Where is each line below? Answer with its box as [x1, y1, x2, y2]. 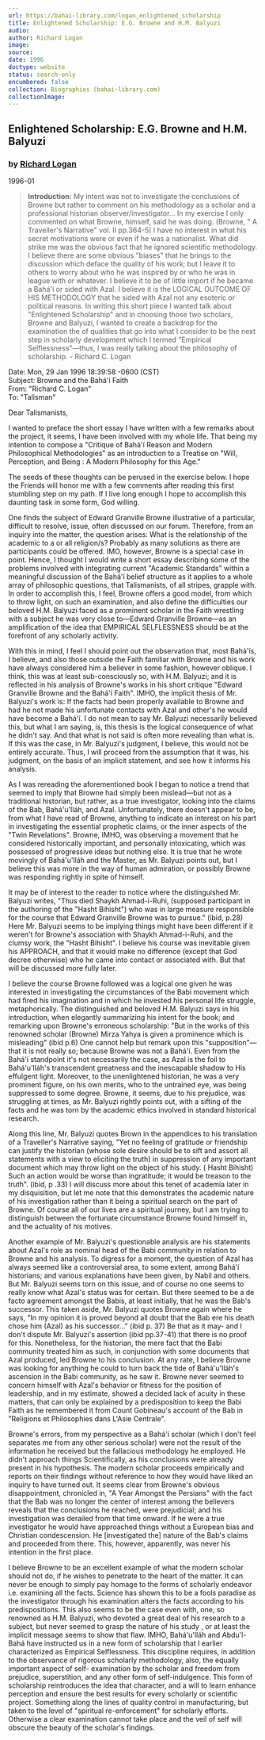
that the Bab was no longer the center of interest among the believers [8, 1497, 235, 1506]
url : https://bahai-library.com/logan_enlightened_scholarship [8, 11, 221, 20]
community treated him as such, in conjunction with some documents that [8, 1346, 249, 1356]
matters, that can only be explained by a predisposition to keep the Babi [8, 1397, 242, 1406]
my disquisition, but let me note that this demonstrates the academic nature [8, 1187, 255, 1198]
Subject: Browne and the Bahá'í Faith [8, 375, 129, 385]
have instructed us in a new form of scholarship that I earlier [26, 1638, 223, 1648]
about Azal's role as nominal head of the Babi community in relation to [8, 1245, 237, 1255]
